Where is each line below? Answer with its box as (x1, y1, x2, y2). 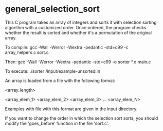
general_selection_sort (5, 3, 100, 15)
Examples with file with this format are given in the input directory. (5, 106, 138, 112)
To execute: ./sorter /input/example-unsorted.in (5, 68, 101, 74)
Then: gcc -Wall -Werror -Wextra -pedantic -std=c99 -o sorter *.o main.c (5, 59, 151, 65)
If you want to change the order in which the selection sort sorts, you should (5, 115, 158, 121)
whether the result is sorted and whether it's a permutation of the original (5, 30, 152, 35)
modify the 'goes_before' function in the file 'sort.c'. (5, 120, 109, 126)
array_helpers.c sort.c (5, 49, 49, 55)
